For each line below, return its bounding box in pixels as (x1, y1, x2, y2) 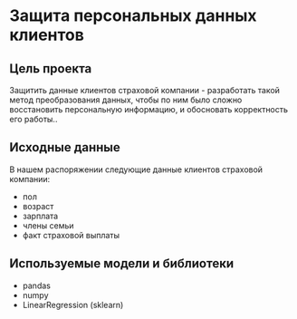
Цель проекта (9, 61, 92, 76)
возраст (22, 200, 54, 211)
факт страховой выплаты (22, 229, 120, 240)
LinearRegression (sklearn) (22, 299, 124, 310)
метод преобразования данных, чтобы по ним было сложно (9, 94, 243, 105)
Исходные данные (9, 140, 120, 155)
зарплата (22, 210, 59, 221)
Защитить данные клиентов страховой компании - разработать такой (9, 85, 281, 95)
